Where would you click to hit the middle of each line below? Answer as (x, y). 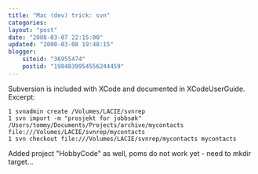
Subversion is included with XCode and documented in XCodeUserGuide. (127, 89)
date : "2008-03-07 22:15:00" (56, 37)
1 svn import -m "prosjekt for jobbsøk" (75, 118)
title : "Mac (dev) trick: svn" (59, 15)
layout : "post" (33, 30)
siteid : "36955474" (54, 60)
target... (21, 161)
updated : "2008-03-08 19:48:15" (61, 45)
